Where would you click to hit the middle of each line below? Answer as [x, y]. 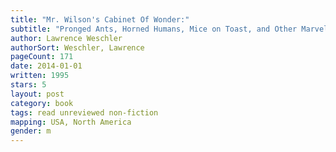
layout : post [37, 94]
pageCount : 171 [42, 57]
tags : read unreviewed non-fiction [84, 112]
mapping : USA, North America [71, 122]
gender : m [31, 131]
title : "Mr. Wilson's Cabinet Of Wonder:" [100, 19]
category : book [42, 103]
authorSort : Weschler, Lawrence [77, 47]
